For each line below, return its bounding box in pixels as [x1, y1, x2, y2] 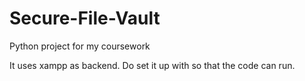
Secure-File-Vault [9, 7, 161, 30]
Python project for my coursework [9, 40, 151, 52]
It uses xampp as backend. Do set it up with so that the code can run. [9, 59, 296, 71]
